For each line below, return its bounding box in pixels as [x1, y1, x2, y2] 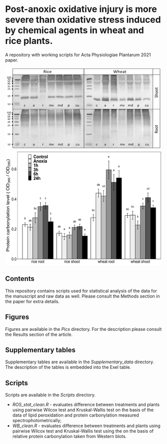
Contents [5, 275, 35, 283]
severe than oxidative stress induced [5, 14, 161, 25]
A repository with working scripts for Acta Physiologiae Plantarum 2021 [5, 51, 151, 58]
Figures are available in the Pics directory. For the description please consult [5, 326, 162, 332]
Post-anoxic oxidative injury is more [5, 3, 158, 15]
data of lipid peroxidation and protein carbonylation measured [12, 412, 139, 418]
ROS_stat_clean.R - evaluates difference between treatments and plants [12, 402, 160, 408]
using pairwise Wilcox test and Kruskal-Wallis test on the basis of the [12, 407, 154, 413]
